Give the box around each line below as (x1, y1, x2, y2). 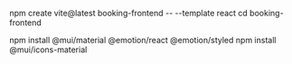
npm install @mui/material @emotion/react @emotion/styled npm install (9, 35, 277, 45)
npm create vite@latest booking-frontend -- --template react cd (9, 8, 249, 18)
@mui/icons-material (9, 44, 88, 55)
